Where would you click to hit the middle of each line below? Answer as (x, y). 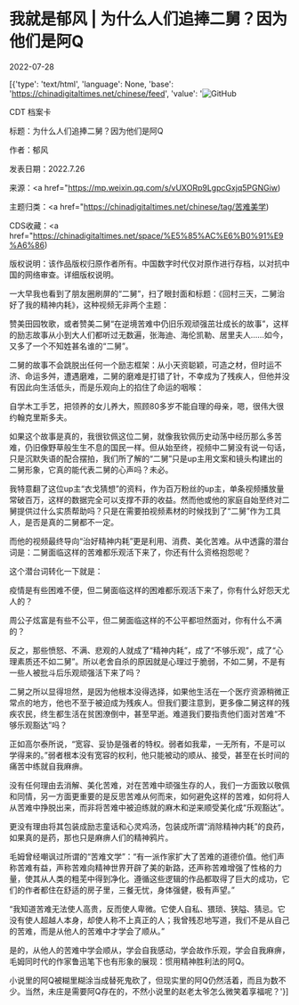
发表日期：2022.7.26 (47, 169)
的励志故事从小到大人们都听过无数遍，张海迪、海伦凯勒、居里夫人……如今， (149, 334)
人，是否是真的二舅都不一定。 (64, 522)
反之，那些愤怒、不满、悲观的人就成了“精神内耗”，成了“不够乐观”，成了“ (142, 650)
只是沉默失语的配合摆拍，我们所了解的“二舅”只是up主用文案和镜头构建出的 (146, 458)
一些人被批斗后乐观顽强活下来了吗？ (76, 672)
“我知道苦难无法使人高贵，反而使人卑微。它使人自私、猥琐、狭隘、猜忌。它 (148, 909)
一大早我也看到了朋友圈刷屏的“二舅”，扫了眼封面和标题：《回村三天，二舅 (143, 293)
